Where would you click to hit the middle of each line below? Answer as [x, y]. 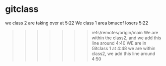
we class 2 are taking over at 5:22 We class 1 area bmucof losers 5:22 [77, 23]
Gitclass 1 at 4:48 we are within [124, 48]
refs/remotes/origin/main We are [125, 32]
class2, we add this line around [124, 54]
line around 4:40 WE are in [119, 43]
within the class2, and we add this [126, 38]
